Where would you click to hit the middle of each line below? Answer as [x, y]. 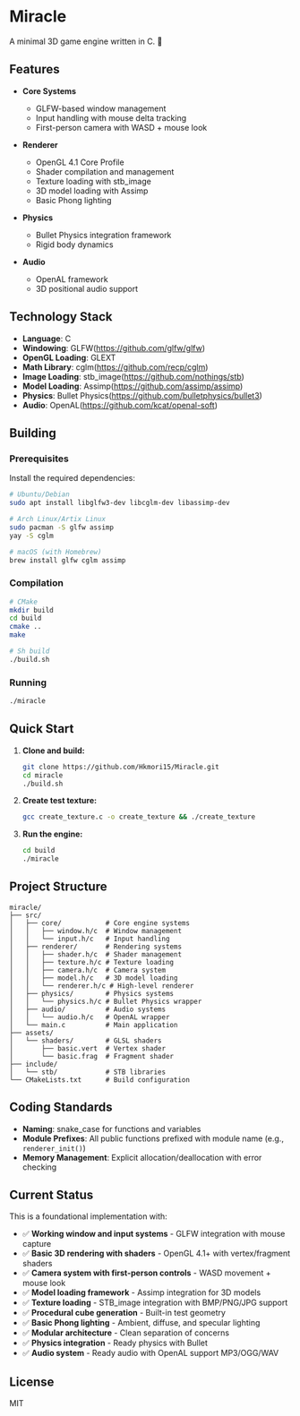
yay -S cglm [31, 536]
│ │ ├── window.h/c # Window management [95, 931]
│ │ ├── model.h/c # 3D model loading [94, 978]
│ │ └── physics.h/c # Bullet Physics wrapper [106, 1001]
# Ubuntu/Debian [39, 494]
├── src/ [26, 915]
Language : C [47, 339]
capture [37, 1244]
